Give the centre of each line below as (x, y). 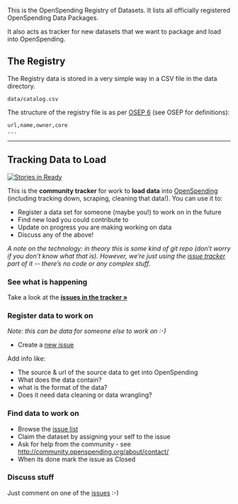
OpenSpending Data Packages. (53, 18)
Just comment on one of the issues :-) (63, 493)
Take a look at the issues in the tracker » (67, 297)
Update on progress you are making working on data (95, 227)
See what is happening (47, 282)
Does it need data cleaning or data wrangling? (85, 395)
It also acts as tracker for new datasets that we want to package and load (114, 32)
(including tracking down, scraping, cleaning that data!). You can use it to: (115, 198)
